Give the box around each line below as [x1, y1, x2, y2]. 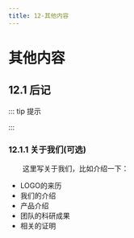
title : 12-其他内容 [8, 11, 69, 20]
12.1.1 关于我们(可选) [8, 144, 86, 155]
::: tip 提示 [8, 106, 42, 116]
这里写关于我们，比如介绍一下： [23, 163, 129, 173]
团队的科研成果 [19, 211, 70, 220]
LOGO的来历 [19, 180, 62, 190]
